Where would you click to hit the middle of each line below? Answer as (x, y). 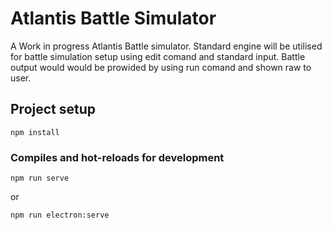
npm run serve (40, 178)
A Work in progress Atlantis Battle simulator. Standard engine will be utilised (166, 46)
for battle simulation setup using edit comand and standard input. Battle (158, 56)
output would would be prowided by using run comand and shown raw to (161, 67)
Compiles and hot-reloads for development (117, 157)
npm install (35, 132)
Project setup (53, 109)
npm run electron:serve (60, 215)
